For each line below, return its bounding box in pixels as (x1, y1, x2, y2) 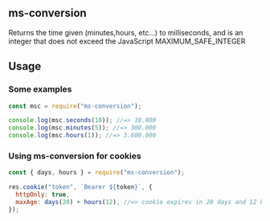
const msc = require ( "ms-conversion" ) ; (8, 102, 142, 110)
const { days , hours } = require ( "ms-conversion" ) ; (8, 169, 185, 177)
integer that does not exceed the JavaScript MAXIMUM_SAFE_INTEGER (8, 36, 246, 46)
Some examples (8, 84, 72, 95)
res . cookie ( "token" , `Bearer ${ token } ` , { (8, 183, 153, 191)
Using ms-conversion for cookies (8, 150, 142, 162)
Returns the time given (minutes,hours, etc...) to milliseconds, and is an (8, 27, 243, 37)
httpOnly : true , (15, 190, 70, 199)
